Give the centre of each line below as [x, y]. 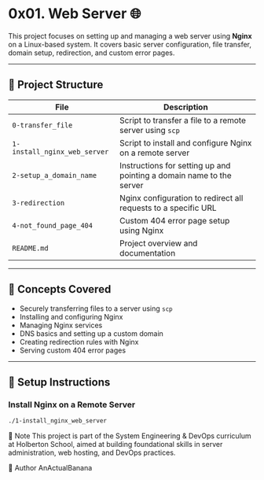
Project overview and [158, 243]
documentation [147, 253]
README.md [30, 248]
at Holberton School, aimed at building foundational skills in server [115, 445]
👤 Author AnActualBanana [50, 468]
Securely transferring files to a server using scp [96, 308]
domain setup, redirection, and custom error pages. [92, 53]
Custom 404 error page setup [174, 220]
